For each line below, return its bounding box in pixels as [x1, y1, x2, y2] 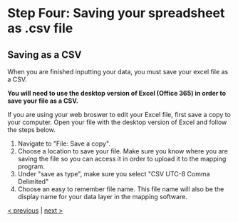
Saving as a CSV [7, 49, 82, 61]
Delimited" [17, 177, 49, 186]
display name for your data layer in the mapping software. [17, 193, 187, 201]
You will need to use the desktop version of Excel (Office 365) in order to [7, 89, 227, 97]
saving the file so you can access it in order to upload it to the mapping [17, 155, 227, 163]
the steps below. [7, 126, 56, 133]
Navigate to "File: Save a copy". [17, 139, 110, 148]
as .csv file [7, 20, 73, 36]
